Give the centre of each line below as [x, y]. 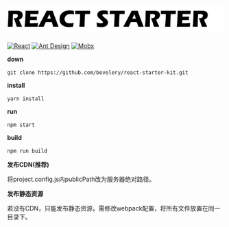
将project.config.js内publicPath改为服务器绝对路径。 [81, 179]
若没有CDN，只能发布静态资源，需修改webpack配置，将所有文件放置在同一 [114, 208]
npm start [21, 125]
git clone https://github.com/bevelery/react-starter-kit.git [98, 72]
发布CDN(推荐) [28, 165]
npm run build [27, 151]
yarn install [26, 99]
